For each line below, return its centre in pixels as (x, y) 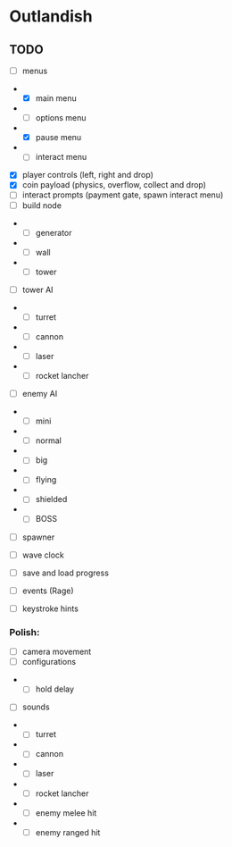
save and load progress (66, 573)
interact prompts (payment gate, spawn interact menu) (123, 195)
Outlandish (51, 17)
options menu (61, 118)
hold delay (54, 689)
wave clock (43, 555)
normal (49, 440)
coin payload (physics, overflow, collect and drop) (114, 185)
